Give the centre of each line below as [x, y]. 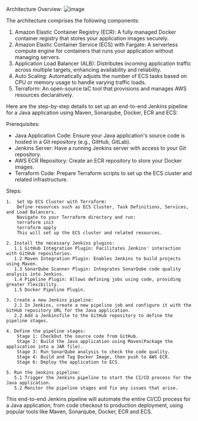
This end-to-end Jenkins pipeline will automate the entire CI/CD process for [98, 399]
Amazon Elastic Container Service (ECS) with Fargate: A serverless [96, 45]
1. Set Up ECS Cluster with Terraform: [57, 202]
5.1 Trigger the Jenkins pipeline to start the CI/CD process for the [103, 378]
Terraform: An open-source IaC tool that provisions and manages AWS [101, 88]
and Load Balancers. [32, 212]
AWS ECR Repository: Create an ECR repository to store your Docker [98, 161]
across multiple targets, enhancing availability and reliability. [88, 70]
